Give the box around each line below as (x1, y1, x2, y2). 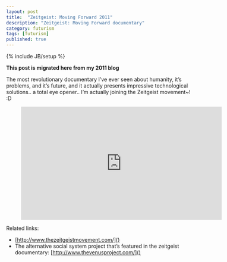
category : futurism (6, 25, 55, 32)
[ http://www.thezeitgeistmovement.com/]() (14, 236, 120, 243)
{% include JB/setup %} (6, 53, 65, 60)
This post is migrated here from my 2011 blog (6, 64, 119, 71)
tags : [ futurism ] (6, 31, 49, 37)
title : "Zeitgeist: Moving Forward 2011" (6, 14, 113, 20)
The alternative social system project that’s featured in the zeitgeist (14, 242, 179, 249)
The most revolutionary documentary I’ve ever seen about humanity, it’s (6, 76, 182, 83)
